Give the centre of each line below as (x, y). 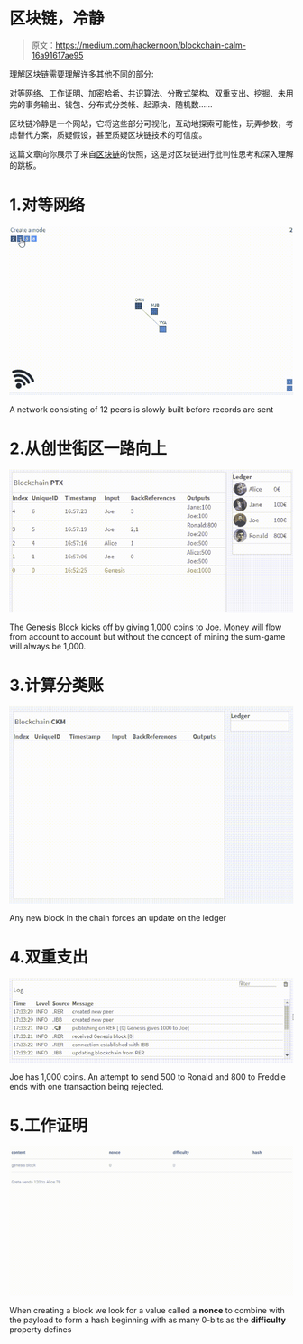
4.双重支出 (49, 957)
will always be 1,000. (48, 646)
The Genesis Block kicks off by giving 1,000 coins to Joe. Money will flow (146, 627)
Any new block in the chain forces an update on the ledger (118, 918)
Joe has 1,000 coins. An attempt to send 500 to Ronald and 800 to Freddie (147, 1077)
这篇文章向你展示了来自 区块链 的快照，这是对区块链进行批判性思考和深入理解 (151, 153)
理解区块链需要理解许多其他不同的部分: (82, 74)
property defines (41, 1329)
